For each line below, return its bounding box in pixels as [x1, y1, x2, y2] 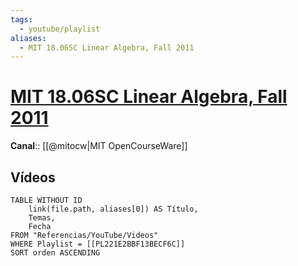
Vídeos [10, 169, 56, 186]
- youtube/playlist [19, 24, 101, 34]
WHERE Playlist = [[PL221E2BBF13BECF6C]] [10, 239, 186, 249]
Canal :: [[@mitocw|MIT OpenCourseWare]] [10, 140, 188, 152]
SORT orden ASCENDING [10, 248, 101, 258]
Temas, [28, 213, 56, 223]
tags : [10, 14, 33, 25]
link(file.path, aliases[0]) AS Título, [28, 204, 199, 214]
